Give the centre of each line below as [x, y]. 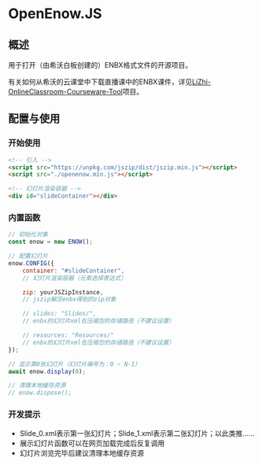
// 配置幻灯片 [28, 256]
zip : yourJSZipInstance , [63, 292]
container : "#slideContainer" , [74, 271]
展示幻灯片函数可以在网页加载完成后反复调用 [92, 443]
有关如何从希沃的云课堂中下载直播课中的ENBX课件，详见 [100, 82]
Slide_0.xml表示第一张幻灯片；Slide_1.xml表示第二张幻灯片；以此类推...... [137, 433]
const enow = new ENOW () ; [50, 242]
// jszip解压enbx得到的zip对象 [69, 300]
